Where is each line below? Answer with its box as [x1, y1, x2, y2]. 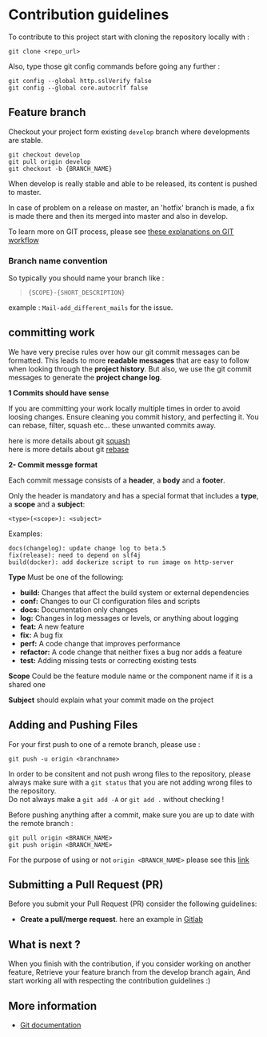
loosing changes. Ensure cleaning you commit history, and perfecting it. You [8, 411, 260, 421]
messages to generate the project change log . [8, 372, 162, 382]
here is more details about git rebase [8, 444, 130, 454]
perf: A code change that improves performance [19, 638, 181, 648]
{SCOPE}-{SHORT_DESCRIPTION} [27, 289, 126, 297]
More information [8, 999, 98, 1012]
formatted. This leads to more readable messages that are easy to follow [8, 356, 249, 365]
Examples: [8, 529, 42, 538]
